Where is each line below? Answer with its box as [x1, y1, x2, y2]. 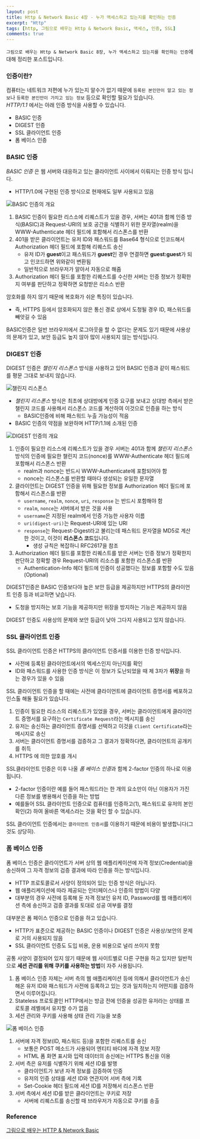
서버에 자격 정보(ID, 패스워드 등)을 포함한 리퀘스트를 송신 [14, 1037, 147, 1045]
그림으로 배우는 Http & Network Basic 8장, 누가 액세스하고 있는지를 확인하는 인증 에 [6, 48, 194, 56]
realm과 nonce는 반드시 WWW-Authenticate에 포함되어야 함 [23, 467, 167, 475]
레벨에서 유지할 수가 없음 [30, 1004, 88, 1012]
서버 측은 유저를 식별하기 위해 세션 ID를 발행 [14, 1060, 118, 1067]
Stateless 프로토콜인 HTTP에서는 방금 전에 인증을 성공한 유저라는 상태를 [14, 997, 184, 1004]
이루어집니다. [26, 989, 57, 997]
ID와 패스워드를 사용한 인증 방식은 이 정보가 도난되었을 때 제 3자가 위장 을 [14, 667, 184, 675]
